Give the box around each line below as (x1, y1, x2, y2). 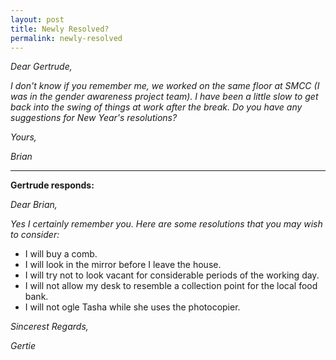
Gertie (10, 340, 37, 352)
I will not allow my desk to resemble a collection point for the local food (24, 280, 318, 292)
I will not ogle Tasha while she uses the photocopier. (24, 301, 241, 313)
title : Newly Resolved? (10, 24, 110, 34)
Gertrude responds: (10, 179, 95, 191)
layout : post (10, 14, 65, 25)
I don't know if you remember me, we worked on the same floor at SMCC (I (10, 80, 320, 92)
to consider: (10, 229, 60, 241)
